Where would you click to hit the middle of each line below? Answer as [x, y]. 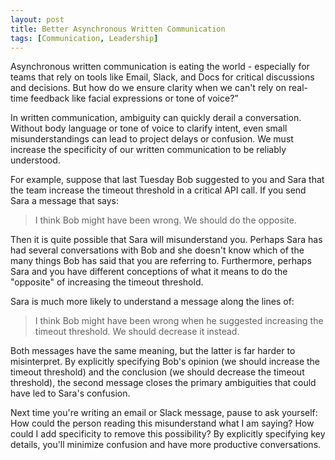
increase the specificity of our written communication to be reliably [148, 150]
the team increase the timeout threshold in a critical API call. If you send [158, 190]
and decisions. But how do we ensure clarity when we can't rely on [148, 88]
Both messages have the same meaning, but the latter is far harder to [153, 351]
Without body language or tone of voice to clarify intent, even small [149, 128]
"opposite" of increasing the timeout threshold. [107, 282]
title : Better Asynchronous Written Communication [118, 29]
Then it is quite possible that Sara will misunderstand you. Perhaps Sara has [166, 240]
